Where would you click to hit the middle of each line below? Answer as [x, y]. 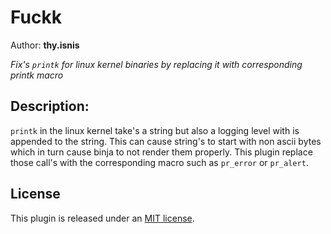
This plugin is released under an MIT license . [102, 218]
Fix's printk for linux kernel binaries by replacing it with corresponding [156, 64]
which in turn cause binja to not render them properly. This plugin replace [161, 152]
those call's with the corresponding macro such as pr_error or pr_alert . [159, 162]
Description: [50, 106]
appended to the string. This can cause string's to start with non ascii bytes [166, 141]
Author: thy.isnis [45, 45]
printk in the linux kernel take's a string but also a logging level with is [155, 130]
